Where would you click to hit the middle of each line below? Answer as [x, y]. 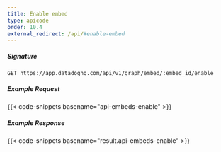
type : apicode [28, 21]
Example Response [36, 123]
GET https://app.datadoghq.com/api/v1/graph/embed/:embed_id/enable [110, 74]
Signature [22, 56]
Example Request [34, 88]
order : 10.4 [25, 27]
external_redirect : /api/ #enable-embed [66, 34]
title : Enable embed [38, 14]
